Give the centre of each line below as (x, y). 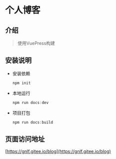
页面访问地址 (25, 139)
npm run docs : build (33, 122)
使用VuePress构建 (36, 43)
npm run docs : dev (30, 102)
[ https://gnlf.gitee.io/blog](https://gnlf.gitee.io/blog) (58, 151)
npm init (21, 83)
